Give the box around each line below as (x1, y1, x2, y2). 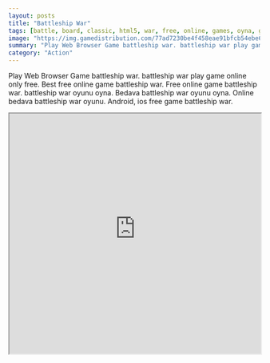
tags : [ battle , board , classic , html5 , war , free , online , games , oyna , (8, 26, 256, 34)
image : (8, 34, 30, 42)
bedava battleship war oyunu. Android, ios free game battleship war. (8, 97, 233, 106)
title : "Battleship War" (8, 19, 91, 27)
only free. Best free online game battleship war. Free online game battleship (8, 79, 258, 89)
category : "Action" (8, 49, 73, 57)
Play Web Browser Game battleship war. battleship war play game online (8, 71, 247, 80)
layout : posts (8, 11, 56, 20)
